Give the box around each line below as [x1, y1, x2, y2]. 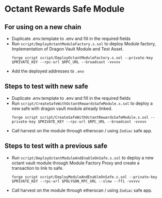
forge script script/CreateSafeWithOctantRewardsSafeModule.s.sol [11, 115, 149, 120]
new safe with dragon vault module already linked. [11, 106, 113, 111]
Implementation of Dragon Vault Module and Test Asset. [11, 46, 124, 52]
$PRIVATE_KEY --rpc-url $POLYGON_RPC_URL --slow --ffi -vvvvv [11, 179, 140, 183]
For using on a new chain [4, 23, 81, 31]
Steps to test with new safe [4, 82, 88, 90]
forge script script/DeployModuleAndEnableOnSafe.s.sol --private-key [11, 174, 158, 180]
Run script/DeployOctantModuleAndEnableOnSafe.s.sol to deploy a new [11, 155, 154, 161]
